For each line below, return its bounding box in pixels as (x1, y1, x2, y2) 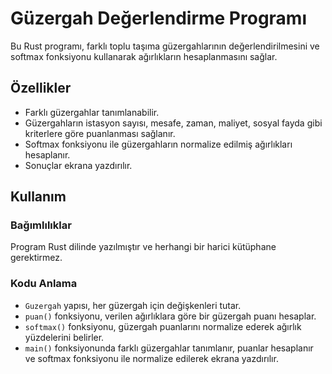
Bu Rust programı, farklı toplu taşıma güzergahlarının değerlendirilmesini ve (10, 40, 320, 52)
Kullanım (10, 188, 67, 206)
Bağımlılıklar (10, 218, 72, 232)
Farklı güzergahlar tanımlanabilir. (24, 106, 160, 118)
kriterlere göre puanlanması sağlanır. (24, 127, 176, 139)
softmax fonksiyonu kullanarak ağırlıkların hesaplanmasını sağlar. (10, 50, 278, 62)
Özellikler (10, 80, 72, 97)
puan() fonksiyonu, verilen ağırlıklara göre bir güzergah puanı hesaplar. (24, 310, 317, 322)
